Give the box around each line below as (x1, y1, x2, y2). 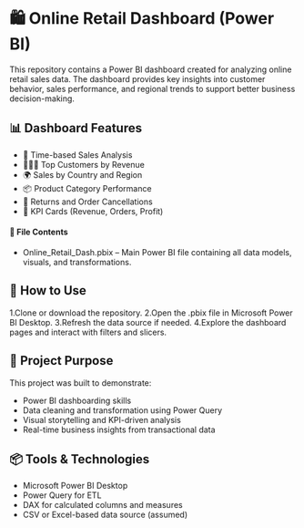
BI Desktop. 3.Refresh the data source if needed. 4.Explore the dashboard (9, 316, 287, 327)
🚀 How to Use (9, 283, 86, 298)
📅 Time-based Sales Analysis (22, 149, 133, 160)
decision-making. (9, 93, 76, 104)
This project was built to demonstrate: (9, 377, 152, 388)
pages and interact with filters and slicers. (9, 326, 167, 337)
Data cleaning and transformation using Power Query (22, 404, 223, 416)
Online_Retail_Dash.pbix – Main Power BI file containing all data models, (22, 246, 292, 257)
